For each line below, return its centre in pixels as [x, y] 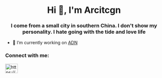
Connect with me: [27, 56]
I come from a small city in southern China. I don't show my [84, 26]
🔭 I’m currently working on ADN [45, 43]
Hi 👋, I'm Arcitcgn [84, 10]
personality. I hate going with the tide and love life [84, 32]
